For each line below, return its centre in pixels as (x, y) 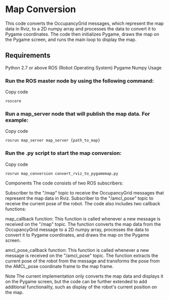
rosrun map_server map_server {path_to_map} (53, 140)
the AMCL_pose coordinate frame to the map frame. (59, 266)
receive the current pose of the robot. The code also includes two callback (83, 203)
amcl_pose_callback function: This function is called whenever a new (77, 250)
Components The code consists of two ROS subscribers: (64, 183)
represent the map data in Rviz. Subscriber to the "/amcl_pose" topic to (79, 198)
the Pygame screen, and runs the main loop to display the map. (71, 40)
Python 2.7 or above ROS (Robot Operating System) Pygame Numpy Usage (83, 67)
